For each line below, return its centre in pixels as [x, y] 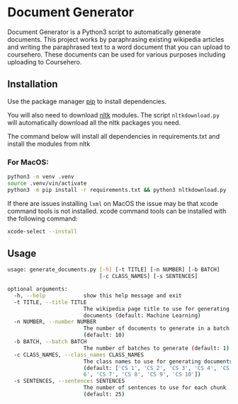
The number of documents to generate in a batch [157, 329]
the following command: [42, 218]
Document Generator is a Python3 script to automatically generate [104, 32]
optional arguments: [38, 289]
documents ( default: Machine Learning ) [142, 316]
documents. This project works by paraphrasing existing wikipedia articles [116, 39]
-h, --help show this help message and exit [98, 295]
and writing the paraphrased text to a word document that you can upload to [119, 47]
